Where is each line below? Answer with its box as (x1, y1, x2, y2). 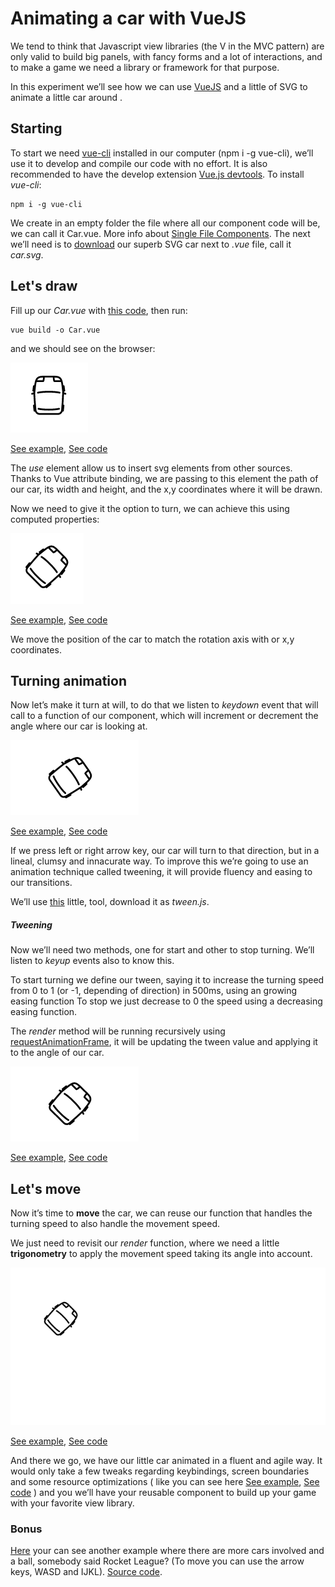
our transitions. (10, 877, 73, 889)
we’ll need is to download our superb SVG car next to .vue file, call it (10, 238, 292, 250)
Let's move (10, 1180, 82, 1197)
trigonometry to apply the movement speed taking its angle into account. (10, 1248, 313, 1260)
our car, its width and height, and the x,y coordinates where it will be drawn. (10, 483, 323, 495)
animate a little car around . (10, 91, 123, 103)
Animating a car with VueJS (10, 7, 247, 30)
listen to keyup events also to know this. (10, 955, 175, 967)
